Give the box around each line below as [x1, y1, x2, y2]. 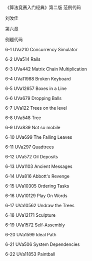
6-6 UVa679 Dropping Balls [5, 95, 62, 101]
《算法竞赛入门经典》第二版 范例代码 [5, 5, 81, 10]
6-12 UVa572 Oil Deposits [5, 154, 58, 159]
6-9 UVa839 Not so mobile [5, 125, 61, 130]
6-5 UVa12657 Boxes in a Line [5, 85, 67, 92]
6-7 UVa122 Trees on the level [5, 105, 67, 111]
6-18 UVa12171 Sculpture [5, 212, 56, 218]
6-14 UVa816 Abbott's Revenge [5, 173, 70, 179]
